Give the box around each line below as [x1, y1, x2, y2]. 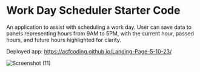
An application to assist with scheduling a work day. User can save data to [6, 23, 192, 31]
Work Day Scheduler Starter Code [6, 4, 181, 17]
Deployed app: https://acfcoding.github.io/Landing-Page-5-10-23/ [6, 47, 172, 55]
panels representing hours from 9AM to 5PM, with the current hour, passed [6, 29, 194, 37]
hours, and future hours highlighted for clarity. [6, 36, 122, 43]
